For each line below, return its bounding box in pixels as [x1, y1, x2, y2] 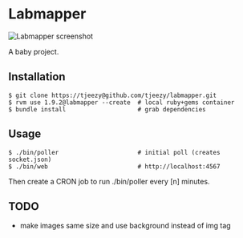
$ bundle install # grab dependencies [8, 105, 206, 113]
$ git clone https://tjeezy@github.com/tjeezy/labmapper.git [8, 91, 217, 99]
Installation [8, 70, 66, 84]
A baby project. [8, 46, 59, 56]
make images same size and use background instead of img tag [19, 221, 231, 231]
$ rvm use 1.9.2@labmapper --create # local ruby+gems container [8, 98, 235, 107]
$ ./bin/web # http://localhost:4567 [8, 162, 221, 171]
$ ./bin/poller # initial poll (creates [8, 148, 221, 156]
